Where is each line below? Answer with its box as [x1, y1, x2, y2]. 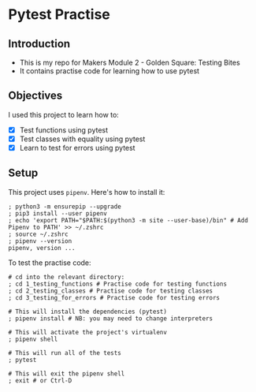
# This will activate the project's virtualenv [8, 328, 168, 336]
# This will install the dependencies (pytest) [8, 308, 168, 315]
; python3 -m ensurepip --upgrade [8, 203, 122, 211]
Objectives [8, 89, 63, 103]
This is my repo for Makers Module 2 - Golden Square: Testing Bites [19, 58, 240, 67]
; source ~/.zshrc [8, 230, 69, 238]
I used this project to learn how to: [8, 110, 120, 119]
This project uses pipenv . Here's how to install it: [8, 187, 165, 196]
